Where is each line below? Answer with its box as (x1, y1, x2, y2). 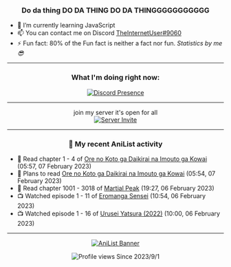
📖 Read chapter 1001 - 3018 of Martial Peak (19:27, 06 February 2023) (16, 184, 214, 192)
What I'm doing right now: (71, 73, 160, 83)
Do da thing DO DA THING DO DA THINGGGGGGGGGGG (21, 6, 210, 15)
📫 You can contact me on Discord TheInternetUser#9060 (16, 29, 182, 37)
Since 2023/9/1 (116, 252, 160, 260)
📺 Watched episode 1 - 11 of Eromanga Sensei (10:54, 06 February (16, 191, 206, 200)
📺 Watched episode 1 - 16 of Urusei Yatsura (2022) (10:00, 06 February (16, 209, 221, 217)
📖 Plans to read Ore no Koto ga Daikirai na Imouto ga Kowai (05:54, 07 (16, 169, 216, 178)
